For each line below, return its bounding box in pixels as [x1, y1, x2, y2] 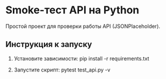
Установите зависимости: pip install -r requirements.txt [13, 55, 150, 62]
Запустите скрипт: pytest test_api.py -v [13, 66, 110, 73]
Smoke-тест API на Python [5, 3, 140, 17]
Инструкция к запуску [5, 39, 92, 49]
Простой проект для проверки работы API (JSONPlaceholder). [5, 23, 161, 30]
